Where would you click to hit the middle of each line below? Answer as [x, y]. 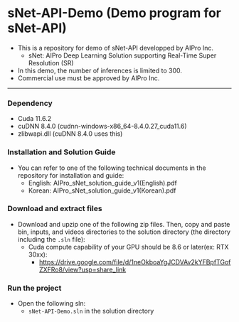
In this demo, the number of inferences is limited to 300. [100, 70]
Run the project [34, 288]
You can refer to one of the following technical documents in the [112, 168]
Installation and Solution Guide [62, 152]
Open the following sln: [52, 304]
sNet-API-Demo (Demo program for [115, 13]
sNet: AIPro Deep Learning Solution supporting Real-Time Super [122, 55]
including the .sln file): [51, 239]
